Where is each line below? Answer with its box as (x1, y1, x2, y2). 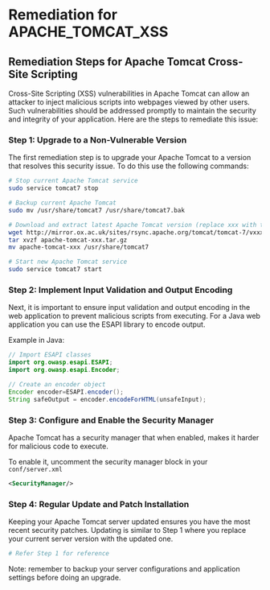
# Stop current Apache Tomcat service (8, 177, 138, 185)
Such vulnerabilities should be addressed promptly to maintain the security (8, 106, 257, 115)
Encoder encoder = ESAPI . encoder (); (8, 388, 125, 396)
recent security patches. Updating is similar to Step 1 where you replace (8, 526, 247, 535)
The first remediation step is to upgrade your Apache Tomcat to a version (8, 153, 252, 163)
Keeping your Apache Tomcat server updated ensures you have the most (8, 517, 251, 526)
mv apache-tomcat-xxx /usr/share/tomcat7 (8, 243, 149, 251)
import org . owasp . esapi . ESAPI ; (8, 358, 113, 367)
